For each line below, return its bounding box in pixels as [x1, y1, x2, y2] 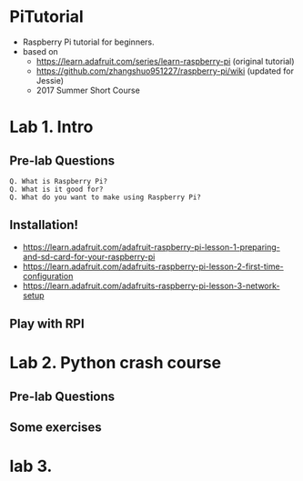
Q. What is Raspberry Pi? [9, 176, 107, 185]
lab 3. [9, 456, 53, 476]
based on [22, 45, 59, 56]
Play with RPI [9, 316, 85, 332]
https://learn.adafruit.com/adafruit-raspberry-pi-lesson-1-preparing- [22, 241, 280, 252]
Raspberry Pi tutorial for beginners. [22, 36, 155, 47]
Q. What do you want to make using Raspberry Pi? [9, 193, 202, 202]
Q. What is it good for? [9, 185, 104, 194]
